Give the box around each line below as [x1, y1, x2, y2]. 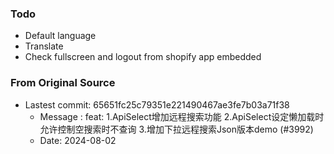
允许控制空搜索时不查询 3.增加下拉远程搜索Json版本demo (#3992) [39, 123, 314, 135]
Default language [24, 30, 97, 42]
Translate [24, 40, 64, 52]
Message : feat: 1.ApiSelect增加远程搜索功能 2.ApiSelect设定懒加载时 [39, 110, 325, 122]
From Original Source [10, 76, 116, 90]
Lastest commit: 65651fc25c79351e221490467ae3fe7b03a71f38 [24, 98, 290, 111]
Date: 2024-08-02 [39, 134, 117, 146]
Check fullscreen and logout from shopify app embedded [24, 51, 262, 63]
